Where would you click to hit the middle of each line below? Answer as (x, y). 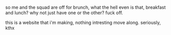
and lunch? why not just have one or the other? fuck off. (64, 13)
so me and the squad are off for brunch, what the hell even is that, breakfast (85, 7)
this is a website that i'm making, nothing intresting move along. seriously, (83, 23)
